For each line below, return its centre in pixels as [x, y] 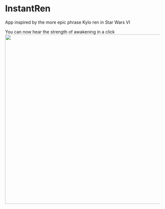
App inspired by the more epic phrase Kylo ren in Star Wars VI [68, 22]
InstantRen [28, 9]
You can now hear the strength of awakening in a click [60, 32]
